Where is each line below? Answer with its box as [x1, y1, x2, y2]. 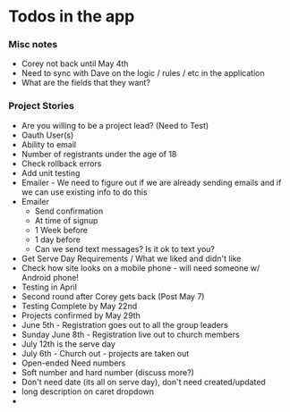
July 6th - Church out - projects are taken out [21, 348, 190, 358]
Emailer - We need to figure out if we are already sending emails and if [21, 177, 282, 188]
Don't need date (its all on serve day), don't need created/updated [21, 376, 266, 387]
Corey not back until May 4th [21, 58, 129, 69]
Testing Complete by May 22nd [21, 300, 138, 311]
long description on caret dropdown [21, 386, 154, 397]
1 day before [34, 234, 81, 245]
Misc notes [8, 38, 58, 51]
